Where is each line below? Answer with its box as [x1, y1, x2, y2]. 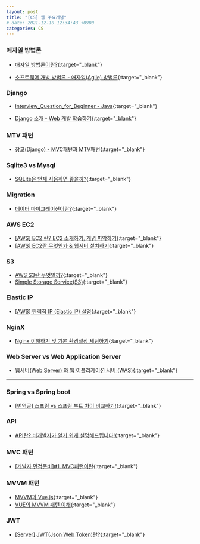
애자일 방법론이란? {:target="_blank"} [14, 61, 102, 68]
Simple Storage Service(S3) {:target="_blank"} [14, 278, 128, 285]
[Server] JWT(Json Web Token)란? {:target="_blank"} [14, 531, 145, 538]
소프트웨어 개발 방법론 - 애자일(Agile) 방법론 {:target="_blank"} [14, 73, 162, 81]
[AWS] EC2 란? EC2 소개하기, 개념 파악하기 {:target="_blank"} [14, 235, 162, 242]
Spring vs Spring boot [6, 388, 71, 396]
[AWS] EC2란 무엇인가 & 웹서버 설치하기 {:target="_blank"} [14, 242, 154, 250]
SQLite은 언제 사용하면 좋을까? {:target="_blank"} [14, 176, 131, 183]
